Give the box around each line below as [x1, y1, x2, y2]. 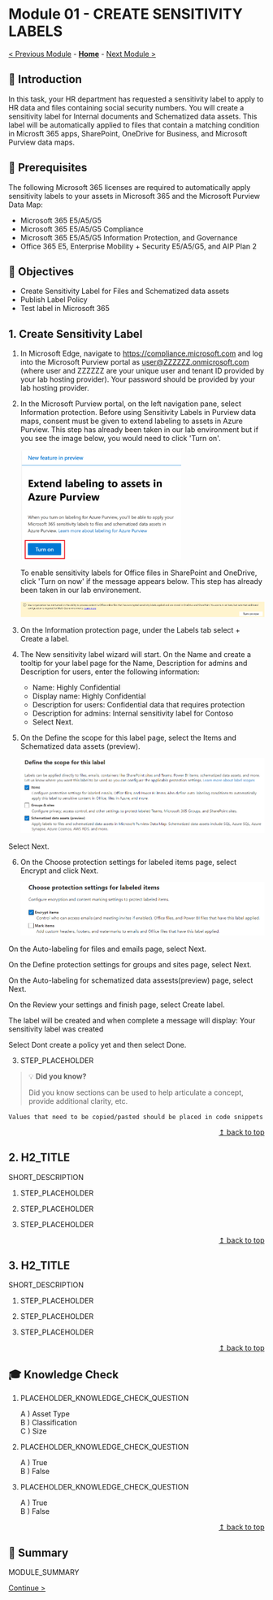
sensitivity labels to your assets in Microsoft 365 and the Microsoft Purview [8, 191, 261, 201]
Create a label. [19, 634, 69, 643]
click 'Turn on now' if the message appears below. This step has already [19, 577, 262, 586]
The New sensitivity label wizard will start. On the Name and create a [19, 649, 252, 659]
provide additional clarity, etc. [28, 1096, 128, 1105]
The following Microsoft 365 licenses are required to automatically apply [8, 182, 251, 192]
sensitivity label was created [8, 1024, 104, 1034]
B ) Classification [19, 1418, 77, 1428]
